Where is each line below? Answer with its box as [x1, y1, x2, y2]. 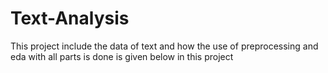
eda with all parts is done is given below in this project [10, 50, 234, 62]
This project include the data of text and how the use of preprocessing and [10, 40, 319, 52]
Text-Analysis [10, 7, 130, 30]
